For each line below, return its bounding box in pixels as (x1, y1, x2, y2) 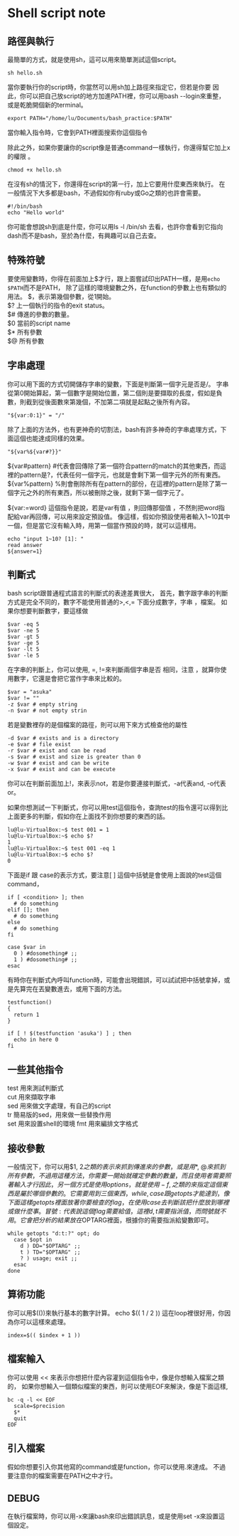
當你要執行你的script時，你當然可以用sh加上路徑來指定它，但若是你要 (7, 83, 211, 91)
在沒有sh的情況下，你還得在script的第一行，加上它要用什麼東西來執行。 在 (7, 180, 226, 188)
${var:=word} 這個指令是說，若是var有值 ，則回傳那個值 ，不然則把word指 (7, 503, 226, 512)
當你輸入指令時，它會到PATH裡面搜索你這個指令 (7, 128, 148, 137)
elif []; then (7, 906, 50, 913)
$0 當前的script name (7, 319, 71, 327)
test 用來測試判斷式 (7, 1084, 64, 1093)
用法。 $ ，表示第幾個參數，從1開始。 (7, 292, 116, 300)
